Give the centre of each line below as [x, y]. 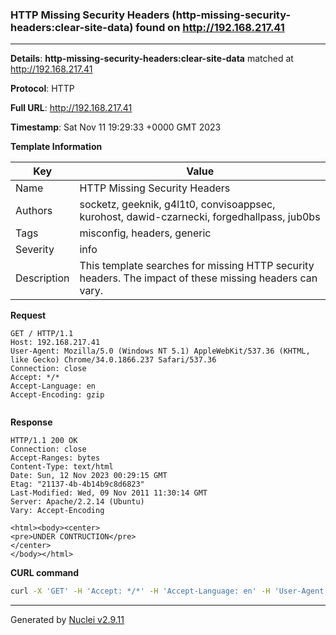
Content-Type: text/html [62, 467]
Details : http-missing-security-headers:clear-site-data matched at [152, 59]
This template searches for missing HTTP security [197, 266]
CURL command [45, 573]
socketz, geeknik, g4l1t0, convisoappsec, [177, 205]
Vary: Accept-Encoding [57, 511]
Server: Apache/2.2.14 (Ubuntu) [77, 502]
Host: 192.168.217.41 [55, 343]
